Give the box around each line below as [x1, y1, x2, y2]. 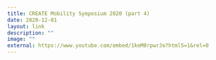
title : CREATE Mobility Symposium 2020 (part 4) [7, 10, 150, 17]
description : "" [7, 29, 54, 37]
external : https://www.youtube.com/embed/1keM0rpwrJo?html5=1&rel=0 [7, 42, 209, 49]
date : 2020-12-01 [7, 17, 57, 23]
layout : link [7, 23, 45, 30]
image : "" [7, 36, 36, 43]
